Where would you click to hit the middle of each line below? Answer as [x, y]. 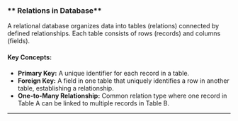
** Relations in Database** [55, 11]
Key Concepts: [29, 57]
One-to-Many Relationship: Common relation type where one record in [122, 96]
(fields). [19, 41]
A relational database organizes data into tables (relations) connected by [113, 26]
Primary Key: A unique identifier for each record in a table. [103, 73]
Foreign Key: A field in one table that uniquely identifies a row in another [124, 81]
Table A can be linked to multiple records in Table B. [93, 103]
